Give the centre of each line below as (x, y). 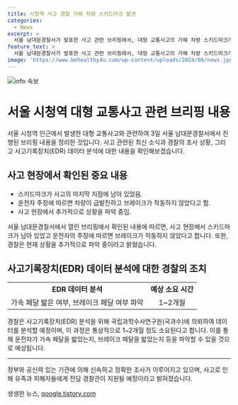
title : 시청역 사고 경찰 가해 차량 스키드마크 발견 (72, 14)
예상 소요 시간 (172, 290)
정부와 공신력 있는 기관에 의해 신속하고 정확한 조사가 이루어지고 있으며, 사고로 (114, 370)
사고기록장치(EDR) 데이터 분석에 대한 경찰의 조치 (107, 269)
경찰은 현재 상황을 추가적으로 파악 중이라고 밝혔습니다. (82, 244)
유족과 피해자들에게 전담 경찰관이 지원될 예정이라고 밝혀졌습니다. (103, 379)
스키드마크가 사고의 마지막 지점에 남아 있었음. (80, 194)
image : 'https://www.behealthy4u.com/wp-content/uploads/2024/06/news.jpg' (121, 60)
